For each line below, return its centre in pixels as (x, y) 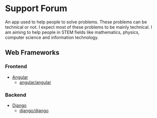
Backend (16, 95)
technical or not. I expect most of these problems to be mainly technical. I (78, 27)
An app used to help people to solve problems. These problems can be (76, 22)
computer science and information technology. (52, 37)
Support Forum (36, 8)
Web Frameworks (32, 53)
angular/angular (35, 82)
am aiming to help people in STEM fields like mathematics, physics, (72, 32)
